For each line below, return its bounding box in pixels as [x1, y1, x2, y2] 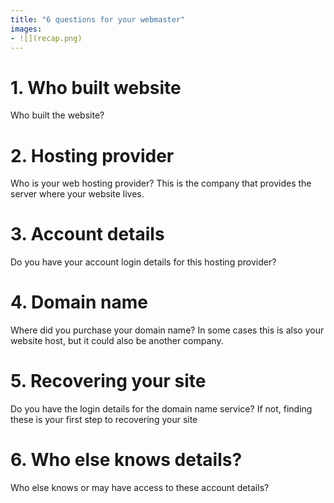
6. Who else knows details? [10, 449, 243, 471]
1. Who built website [10, 76, 182, 99]
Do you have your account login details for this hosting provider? [10, 256, 277, 268]
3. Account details [10, 223, 165, 246]
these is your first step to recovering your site [10, 414, 198, 426]
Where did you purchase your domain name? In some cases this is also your [10, 324, 325, 336]
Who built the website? [10, 109, 105, 121]
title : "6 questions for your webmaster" [10, 14, 186, 25]
